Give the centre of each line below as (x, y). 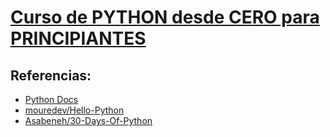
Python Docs (51, 99)
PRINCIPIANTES (78, 38)
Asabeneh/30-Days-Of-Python (88, 120)
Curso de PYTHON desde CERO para (165, 17)
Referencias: (51, 75)
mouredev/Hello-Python (74, 110)
